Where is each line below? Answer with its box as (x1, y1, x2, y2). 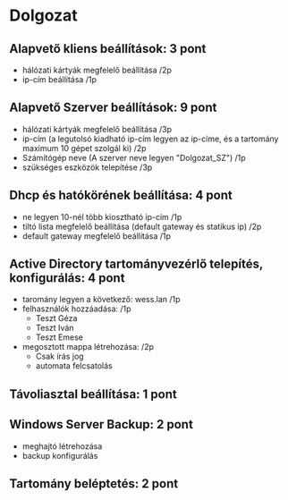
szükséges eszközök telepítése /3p (21, 162, 153, 173)
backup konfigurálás (21, 450, 98, 461)
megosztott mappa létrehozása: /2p (21, 342, 155, 352)
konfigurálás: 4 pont (9, 270, 125, 286)
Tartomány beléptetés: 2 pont (9, 476, 179, 492)
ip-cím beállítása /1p (21, 74, 97, 85)
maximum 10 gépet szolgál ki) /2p (21, 142, 147, 153)
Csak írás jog (35, 351, 84, 362)
